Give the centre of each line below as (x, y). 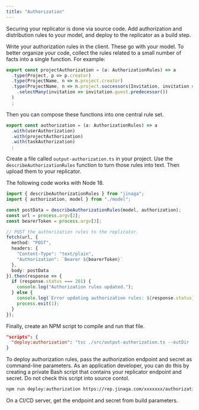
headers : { (25, 248)
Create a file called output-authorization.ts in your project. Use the (89, 159)
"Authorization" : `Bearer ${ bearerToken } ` (70, 259)
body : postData (30, 270)
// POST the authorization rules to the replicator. (73, 232)
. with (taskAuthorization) (44, 142)
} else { (22, 293)
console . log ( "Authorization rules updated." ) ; (75, 287)
